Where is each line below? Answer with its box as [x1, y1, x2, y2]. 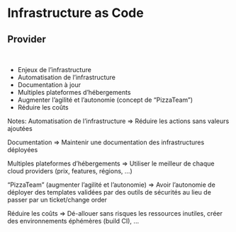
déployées [7, 146, 38, 153]
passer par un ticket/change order [7, 196, 108, 204]
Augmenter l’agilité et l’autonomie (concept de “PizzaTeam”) [17, 95, 193, 104]
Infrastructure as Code [7, 5, 144, 21]
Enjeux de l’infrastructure [17, 66, 92, 74]
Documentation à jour [17, 81, 82, 89]
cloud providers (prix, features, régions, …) [7, 167, 133, 175]
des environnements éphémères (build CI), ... [7, 217, 140, 225]
